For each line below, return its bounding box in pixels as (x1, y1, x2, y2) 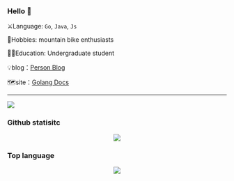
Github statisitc (7, 118, 61, 127)
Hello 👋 (7, 6, 32, 16)
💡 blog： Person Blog (7, 63, 65, 72)
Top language (7, 150, 55, 160)
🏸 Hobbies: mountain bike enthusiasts (7, 36, 114, 44)
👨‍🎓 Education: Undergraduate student (7, 49, 115, 58)
